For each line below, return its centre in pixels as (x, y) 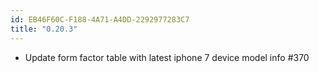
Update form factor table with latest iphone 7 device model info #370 (167, 57)
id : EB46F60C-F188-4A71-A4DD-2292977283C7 (100, 19)
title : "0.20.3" (44, 29)
